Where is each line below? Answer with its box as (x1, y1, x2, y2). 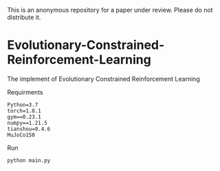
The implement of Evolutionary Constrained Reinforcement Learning (7, 74, 201, 83)
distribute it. (7, 13, 41, 21)
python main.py (7, 157, 51, 164)
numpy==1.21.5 (7, 119, 48, 126)
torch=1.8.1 (7, 107, 41, 114)
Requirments (7, 88, 43, 96)
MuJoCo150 (7, 131, 36, 139)
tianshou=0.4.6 (7, 125, 51, 132)
